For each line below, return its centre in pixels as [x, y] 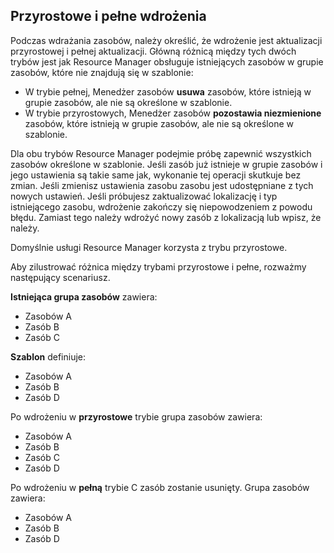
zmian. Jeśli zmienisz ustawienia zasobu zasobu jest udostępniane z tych [162, 185]
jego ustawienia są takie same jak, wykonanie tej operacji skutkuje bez [156, 175]
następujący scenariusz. [60, 277]
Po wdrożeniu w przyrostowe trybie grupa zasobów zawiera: [136, 416]
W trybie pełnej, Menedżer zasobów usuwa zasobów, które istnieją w [168, 91]
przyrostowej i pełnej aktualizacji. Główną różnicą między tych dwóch [153, 51]
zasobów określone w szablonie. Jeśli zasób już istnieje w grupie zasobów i [166, 164]
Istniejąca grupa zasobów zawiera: [84, 296]
